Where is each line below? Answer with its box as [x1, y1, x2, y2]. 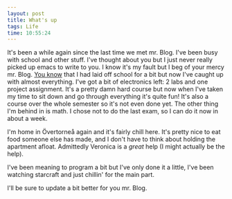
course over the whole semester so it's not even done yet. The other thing [7, 99, 219, 108]
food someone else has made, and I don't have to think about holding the [7, 135, 216, 144]
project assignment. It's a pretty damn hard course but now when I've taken [7, 85, 224, 93]
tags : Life [7, 23, 39, 30]
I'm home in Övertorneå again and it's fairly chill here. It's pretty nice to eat [7, 128, 221, 136]
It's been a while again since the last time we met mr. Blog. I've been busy [7, 48, 218, 57]
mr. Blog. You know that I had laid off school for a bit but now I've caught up [7, 70, 224, 79]
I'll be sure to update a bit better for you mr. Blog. [7, 184, 148, 192]
